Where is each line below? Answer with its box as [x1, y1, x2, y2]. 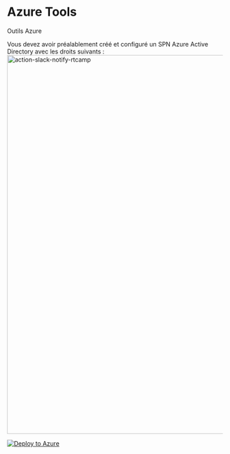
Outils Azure [7, 27, 42, 35]
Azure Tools [7, 4, 77, 20]
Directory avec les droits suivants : [7, 47, 105, 55]
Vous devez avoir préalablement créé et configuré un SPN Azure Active [7, 40, 209, 48]
